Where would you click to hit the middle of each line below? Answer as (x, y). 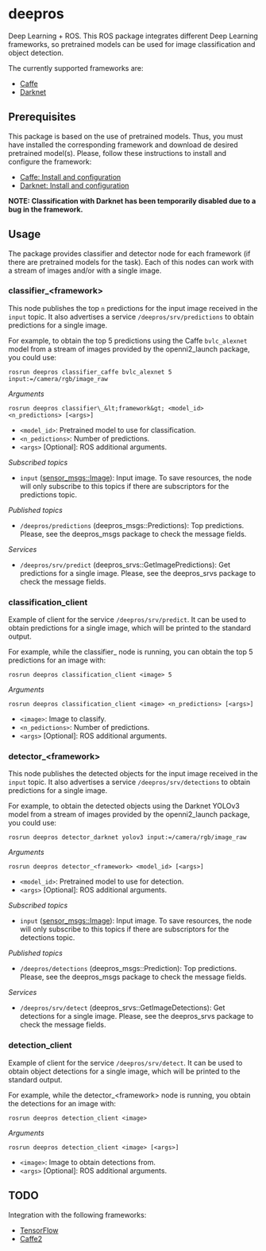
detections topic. (47, 938)
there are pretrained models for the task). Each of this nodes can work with (131, 262)
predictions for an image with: (57, 660)
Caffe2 (31, 1238)
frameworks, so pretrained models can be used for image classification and (132, 44)
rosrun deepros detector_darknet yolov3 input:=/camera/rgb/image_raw (127, 837)
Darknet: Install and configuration (74, 185)
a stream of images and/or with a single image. (85, 270)
